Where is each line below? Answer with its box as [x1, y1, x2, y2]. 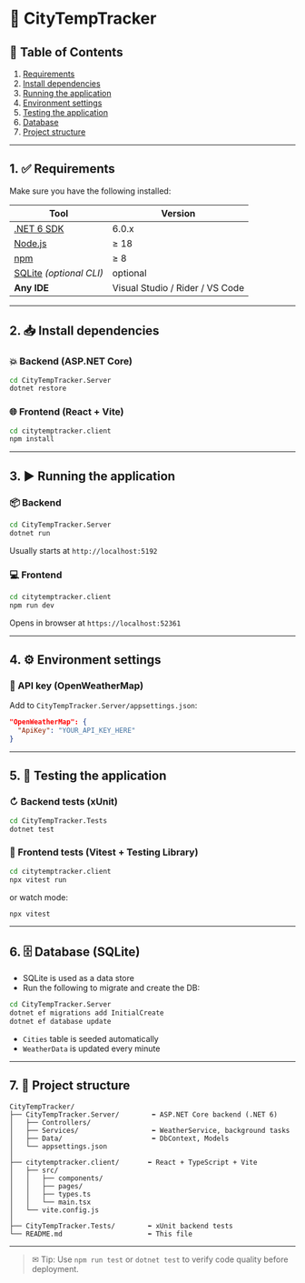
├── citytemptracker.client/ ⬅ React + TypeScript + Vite [9, 1158, 258, 1167]
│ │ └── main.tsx [9, 1198, 92, 1207]
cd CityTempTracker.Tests [9, 816, 107, 826]
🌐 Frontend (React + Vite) [9, 406, 124, 418]
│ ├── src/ [9, 1166, 59, 1175]
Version [161, 206, 196, 219]
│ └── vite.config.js [9, 1205, 100, 1215]
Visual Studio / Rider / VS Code [112, 281, 245, 294]
